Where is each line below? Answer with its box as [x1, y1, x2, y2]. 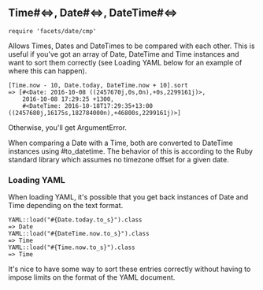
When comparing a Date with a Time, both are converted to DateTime [8, 138, 234, 147]
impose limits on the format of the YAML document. [8, 273, 176, 282]
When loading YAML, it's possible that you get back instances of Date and [8, 192, 249, 202]
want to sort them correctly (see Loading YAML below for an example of [8, 58, 243, 67]
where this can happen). [8, 66, 87, 76]
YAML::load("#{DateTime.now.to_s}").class [8, 230, 150, 238]
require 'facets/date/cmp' [8, 27, 97, 35]
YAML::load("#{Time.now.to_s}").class [8, 244, 135, 251]
